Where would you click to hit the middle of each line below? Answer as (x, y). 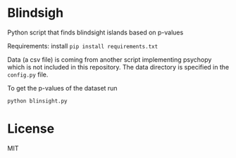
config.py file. (28, 74)
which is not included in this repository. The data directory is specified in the (118, 67)
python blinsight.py (38, 101)
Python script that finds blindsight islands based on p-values (95, 32)
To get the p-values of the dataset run (62, 88)
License (31, 129)
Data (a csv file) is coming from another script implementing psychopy (110, 59)
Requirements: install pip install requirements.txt (83, 46)
